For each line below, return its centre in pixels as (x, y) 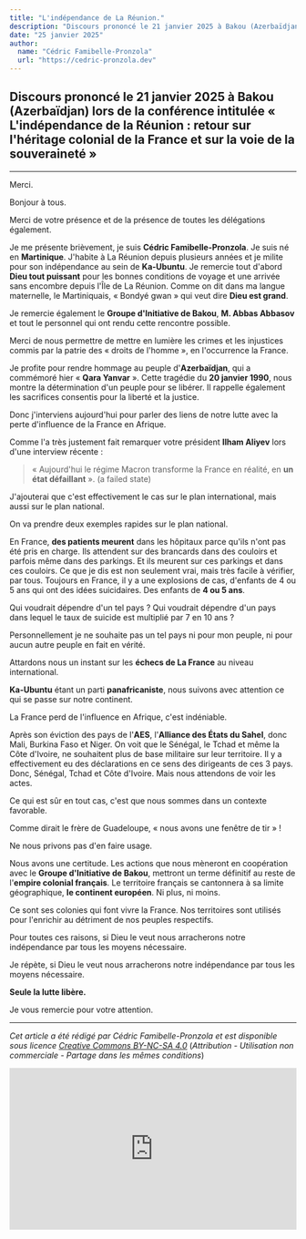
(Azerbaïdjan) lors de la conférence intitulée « (143, 112)
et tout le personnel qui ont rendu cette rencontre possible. (120, 323)
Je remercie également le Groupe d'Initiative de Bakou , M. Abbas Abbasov (152, 313)
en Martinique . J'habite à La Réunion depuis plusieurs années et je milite (147, 257)
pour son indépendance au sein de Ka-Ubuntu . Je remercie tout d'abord (146, 266)
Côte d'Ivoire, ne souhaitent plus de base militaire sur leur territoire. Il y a (146, 753)
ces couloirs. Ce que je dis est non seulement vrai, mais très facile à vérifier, (153, 570)
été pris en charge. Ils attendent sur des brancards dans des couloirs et (143, 551)
